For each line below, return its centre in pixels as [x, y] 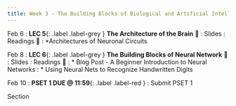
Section [18, 96]
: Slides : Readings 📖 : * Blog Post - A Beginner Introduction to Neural [107, 62]
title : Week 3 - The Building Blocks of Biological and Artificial [108, 14]
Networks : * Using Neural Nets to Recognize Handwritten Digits [100, 69]
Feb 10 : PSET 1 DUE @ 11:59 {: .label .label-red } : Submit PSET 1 [100, 83]
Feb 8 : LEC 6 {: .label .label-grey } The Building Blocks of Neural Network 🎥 [118, 54]
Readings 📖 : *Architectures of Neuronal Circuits [77, 41]
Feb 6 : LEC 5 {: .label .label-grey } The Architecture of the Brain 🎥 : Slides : [117, 33]
